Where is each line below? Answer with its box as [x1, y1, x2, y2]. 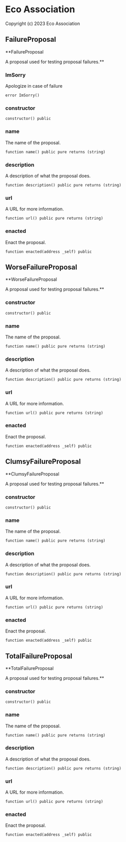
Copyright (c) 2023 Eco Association [5, 20, 80, 27]
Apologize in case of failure [5, 83, 62, 89]
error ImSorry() [5, 93, 40, 98]
